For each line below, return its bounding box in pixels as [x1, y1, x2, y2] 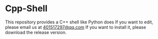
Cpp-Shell [5, 3, 48, 14]
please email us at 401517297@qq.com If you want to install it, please [5, 24, 147, 30]
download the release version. [5, 29, 67, 35]
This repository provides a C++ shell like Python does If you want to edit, [5, 19, 154, 25]
